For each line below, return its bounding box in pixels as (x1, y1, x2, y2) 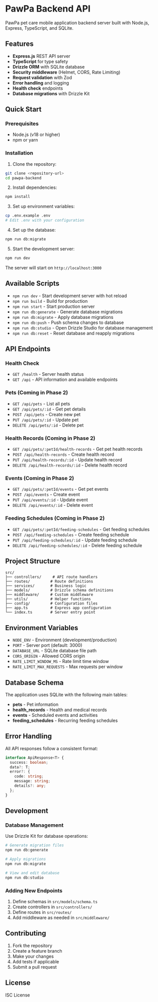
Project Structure (5, 557, 60, 565)
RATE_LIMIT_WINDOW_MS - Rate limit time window (12, 658, 109, 664)
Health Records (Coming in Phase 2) (5, 434, 96, 441)
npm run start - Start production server (12, 303, 95, 309)
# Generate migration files (5, 843, 64, 848)
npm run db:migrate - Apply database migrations (12, 314, 114, 320)
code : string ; (14, 774, 44, 779)
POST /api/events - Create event (12, 492, 81, 498)
